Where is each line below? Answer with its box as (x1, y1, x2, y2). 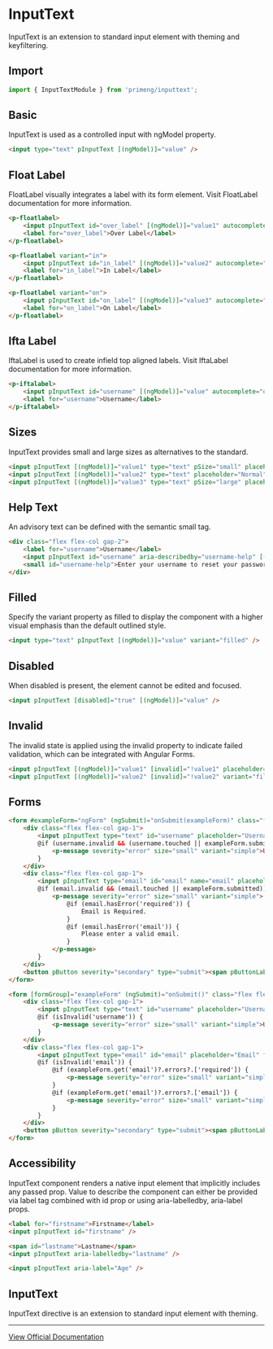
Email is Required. (80, 907, 148, 916)
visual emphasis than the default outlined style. (8, 620, 167, 631)
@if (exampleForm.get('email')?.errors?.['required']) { (51, 1066, 249, 1075)
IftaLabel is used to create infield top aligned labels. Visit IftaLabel (8, 356, 229, 366)
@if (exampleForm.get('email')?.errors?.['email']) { (51, 1088, 238, 1097)
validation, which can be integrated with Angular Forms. (8, 749, 195, 759)
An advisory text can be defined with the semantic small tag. (8, 522, 211, 532)
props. (8, 1204, 30, 1214)
